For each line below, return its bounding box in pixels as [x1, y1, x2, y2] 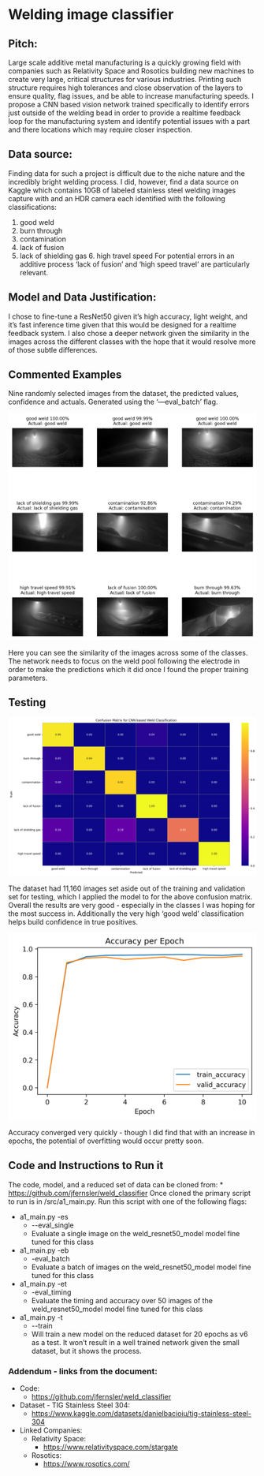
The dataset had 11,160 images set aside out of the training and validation [8, 884, 246, 893]
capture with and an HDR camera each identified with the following [8, 193, 226, 203]
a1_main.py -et [19, 1279, 67, 1288]
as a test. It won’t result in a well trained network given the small [31, 1337, 240, 1347]
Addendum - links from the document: [8, 1366, 158, 1377]
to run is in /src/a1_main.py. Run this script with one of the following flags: [8, 1197, 247, 1206]
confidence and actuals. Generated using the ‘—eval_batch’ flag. [8, 397, 218, 407]
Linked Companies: [19, 1426, 83, 1435]
